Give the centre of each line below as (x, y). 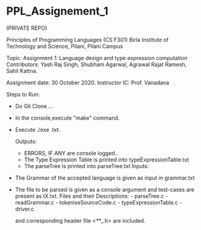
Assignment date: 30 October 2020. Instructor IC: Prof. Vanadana (88, 83)
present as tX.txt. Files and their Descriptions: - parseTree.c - (91, 196)
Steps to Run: (23, 94)
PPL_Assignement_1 (58, 11)
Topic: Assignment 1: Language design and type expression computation (97, 58)
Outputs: (26, 141)
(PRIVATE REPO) (27, 28)
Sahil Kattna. (22, 70)
